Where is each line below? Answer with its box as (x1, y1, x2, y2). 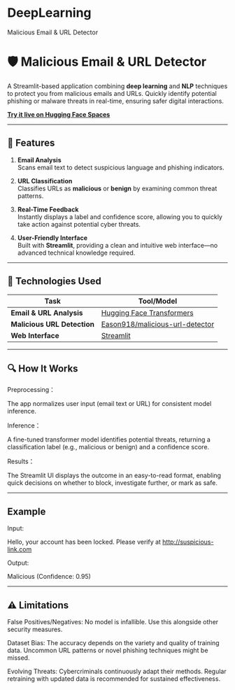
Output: (7, 558, 29, 568)
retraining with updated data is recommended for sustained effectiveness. (7, 674, 221, 683)
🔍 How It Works (7, 362, 78, 374)
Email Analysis (17, 155, 62, 164)
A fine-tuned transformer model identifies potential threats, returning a (7, 435, 211, 444)
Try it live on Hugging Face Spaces (7, 110, 111, 118)
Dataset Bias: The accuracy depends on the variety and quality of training (7, 638, 220, 647)
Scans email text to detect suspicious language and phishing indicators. (17, 163, 225, 171)
